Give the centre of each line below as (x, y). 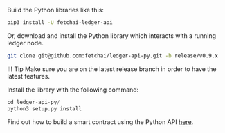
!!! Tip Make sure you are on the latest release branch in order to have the (112, 69)
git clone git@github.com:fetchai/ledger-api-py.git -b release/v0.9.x (112, 55)
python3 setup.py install (44, 109)
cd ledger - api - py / (34, 102)
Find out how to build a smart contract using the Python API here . (100, 122)
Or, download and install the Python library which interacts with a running (112, 35)
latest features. (29, 76)
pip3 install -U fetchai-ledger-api (60, 23)
